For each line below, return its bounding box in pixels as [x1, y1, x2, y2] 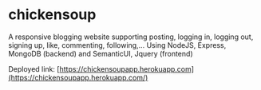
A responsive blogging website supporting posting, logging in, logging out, [8, 32, 254, 41]
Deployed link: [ [8, 64, 60, 73]
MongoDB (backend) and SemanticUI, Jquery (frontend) [8, 49, 193, 58]
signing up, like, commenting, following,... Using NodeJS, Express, [8, 40, 227, 49]
